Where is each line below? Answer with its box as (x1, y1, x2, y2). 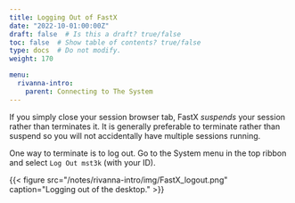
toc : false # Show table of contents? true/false (9, 37, 201, 47)
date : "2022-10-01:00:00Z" (9, 21, 110, 30)
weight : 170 (9, 54, 53, 63)
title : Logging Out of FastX (9, 12, 118, 22)
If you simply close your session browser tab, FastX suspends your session (9, 111, 286, 122)
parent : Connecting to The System (25, 86, 153, 96)
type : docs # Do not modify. (9, 46, 122, 55)
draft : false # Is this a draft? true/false (9, 29, 181, 38)
